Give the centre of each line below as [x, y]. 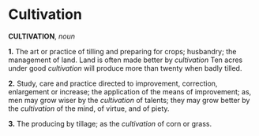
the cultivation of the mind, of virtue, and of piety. [89, 108]
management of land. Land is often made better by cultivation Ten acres [126, 60]
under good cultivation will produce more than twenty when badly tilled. [125, 68]
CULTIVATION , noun [42, 36]
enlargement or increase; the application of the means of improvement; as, [130, 91]
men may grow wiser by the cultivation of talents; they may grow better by [129, 100]
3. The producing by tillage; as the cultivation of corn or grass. [110, 123]
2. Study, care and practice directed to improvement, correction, [113, 83]
